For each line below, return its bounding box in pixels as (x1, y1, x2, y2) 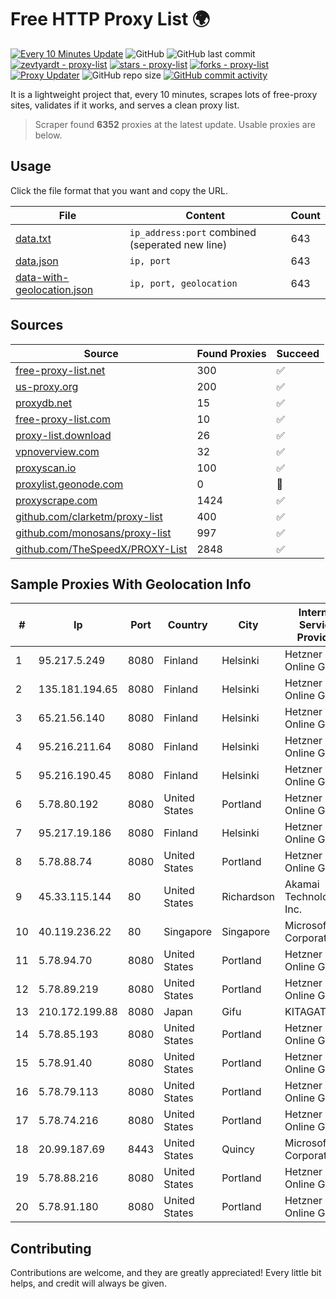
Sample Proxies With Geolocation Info (10, 576, 252, 593)
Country (167, 618, 208, 632)
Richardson (221, 890, 275, 904)
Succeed (276, 346, 320, 360)
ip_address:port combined (129, 225, 257, 239)
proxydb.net (15, 396, 73, 410)
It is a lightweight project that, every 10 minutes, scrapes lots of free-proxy (10, 88, 318, 100)
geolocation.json (15, 282, 94, 296)
